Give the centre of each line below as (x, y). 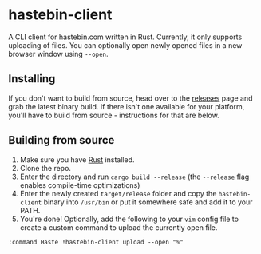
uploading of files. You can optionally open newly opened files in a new (125, 45)
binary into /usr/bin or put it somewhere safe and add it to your (148, 202)
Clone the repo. (45, 168)
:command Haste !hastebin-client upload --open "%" (96, 242)
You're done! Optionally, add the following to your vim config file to (129, 219)
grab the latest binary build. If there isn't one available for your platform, (127, 106)
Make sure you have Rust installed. (77, 159)
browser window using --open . (59, 54)
